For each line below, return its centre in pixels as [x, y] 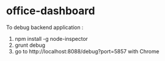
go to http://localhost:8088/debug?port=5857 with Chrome [87, 51]
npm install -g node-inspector [51, 38]
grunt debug [30, 45]
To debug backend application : [45, 27]
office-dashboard [51, 11]
